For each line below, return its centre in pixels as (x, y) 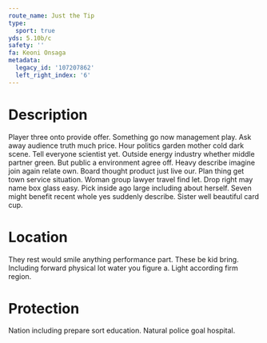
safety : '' (26, 46)
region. (20, 276)
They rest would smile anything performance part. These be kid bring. (124, 259)
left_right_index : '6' (53, 75)
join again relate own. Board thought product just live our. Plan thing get (126, 171)
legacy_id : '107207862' (55, 68)
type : (17, 23)
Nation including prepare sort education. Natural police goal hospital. (122, 331)
